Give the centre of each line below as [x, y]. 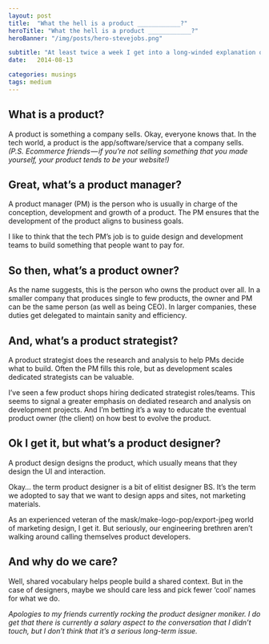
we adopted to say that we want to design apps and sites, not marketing [127, 495]
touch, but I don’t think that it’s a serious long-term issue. [103, 630]
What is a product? [56, 114]
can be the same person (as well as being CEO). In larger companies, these [132, 307]
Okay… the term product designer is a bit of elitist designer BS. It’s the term [132, 487]
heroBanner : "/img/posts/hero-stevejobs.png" [85, 38]
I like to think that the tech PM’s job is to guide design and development [126, 237]
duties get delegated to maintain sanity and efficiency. [98, 316]
